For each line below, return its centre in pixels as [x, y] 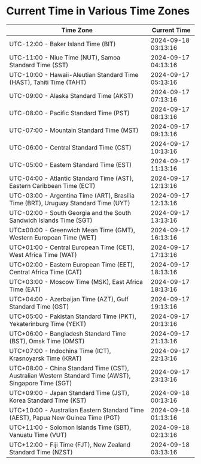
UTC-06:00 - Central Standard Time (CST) [70, 147]
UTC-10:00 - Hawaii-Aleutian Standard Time [74, 74]
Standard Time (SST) [39, 65]
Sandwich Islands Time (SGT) [51, 220]
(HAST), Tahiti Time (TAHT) [48, 82]
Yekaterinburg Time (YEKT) [48, 324]
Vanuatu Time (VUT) [38, 435]
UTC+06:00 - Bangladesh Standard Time [68, 333]
